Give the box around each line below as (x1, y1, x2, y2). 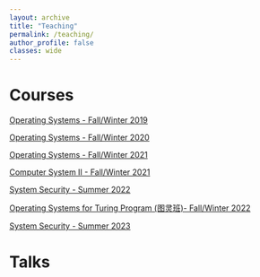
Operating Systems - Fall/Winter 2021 (9, 150, 148, 160)
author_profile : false (9, 38, 94, 48)
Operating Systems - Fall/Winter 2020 (9, 132, 150, 143)
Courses (9, 85, 74, 106)
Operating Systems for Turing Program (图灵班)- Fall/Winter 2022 (9, 203, 251, 213)
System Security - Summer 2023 (9, 221, 132, 231)
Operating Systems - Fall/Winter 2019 (9, 115, 148, 126)
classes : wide (9, 47, 63, 56)
